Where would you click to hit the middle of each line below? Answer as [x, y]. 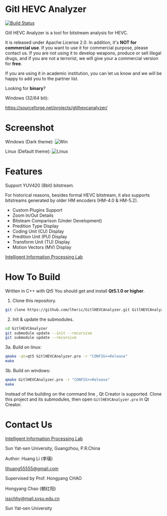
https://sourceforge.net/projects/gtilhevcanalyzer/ [56, 107]
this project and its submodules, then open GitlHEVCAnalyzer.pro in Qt [77, 399]
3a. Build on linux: [23, 347]
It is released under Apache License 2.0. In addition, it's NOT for [71, 42]
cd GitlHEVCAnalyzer [27, 328]
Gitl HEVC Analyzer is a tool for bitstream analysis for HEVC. [67, 32]
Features [24, 172]
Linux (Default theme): [28, 151]
